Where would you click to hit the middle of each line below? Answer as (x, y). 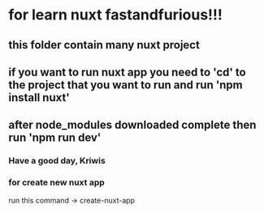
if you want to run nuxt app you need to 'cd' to (127, 72)
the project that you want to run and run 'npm (126, 85)
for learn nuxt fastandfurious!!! (116, 15)
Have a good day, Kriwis (57, 161)
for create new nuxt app (57, 182)
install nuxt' (39, 98)
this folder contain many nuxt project (104, 45)
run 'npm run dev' (55, 138)
